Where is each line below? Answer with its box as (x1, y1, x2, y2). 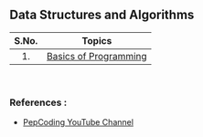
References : (9, 96, 68, 109)
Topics (81, 34, 112, 47)
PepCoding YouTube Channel (22, 117, 134, 128)
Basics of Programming (47, 49, 148, 62)
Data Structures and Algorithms (9, 7, 195, 23)
